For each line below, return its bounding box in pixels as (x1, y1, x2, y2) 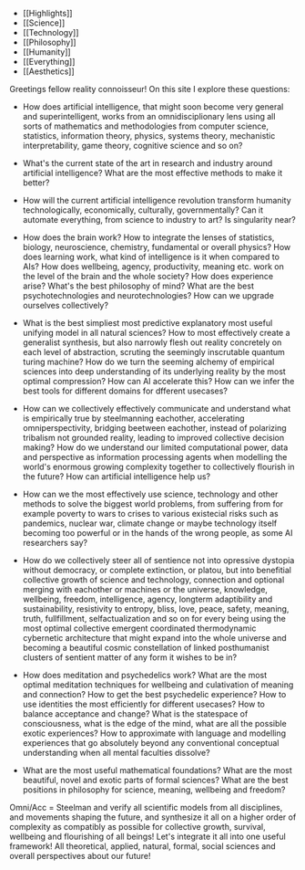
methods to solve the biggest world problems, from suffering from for (22, 498, 284, 509)
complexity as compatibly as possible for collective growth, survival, (9, 822, 266, 832)
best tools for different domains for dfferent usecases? (22, 385, 228, 396)
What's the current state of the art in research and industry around (22, 158, 273, 168)
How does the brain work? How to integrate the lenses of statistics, (22, 232, 275, 243)
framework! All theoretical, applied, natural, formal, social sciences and (9, 841, 276, 852)
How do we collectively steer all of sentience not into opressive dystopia (22, 555, 295, 565)
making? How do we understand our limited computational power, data (22, 442, 289, 453)
